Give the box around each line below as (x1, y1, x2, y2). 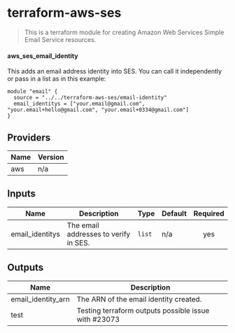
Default (162, 208, 187, 218)
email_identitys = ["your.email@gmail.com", (13, 100, 145, 108)
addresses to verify (66, 229, 131, 239)
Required (193, 208, 225, 218)
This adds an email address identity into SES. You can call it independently (7, 67, 222, 76)
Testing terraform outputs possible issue (76, 306, 210, 316)
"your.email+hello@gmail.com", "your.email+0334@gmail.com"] (7, 106, 190, 113)
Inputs (7, 187, 36, 200)
